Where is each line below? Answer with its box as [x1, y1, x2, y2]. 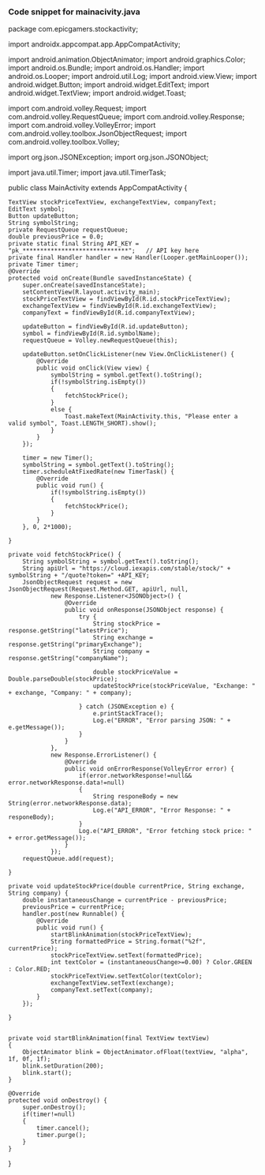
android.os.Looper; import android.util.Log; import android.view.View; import [8, 72, 257, 81]
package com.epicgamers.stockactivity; [8, 24, 139, 34]
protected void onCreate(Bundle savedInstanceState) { [8, 275, 192, 283]
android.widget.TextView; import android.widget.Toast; [8, 88, 187, 98]
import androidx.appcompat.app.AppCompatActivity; [8, 39, 181, 49]
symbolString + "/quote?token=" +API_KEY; [8, 572, 150, 580]
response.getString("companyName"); [8, 655, 129, 663]
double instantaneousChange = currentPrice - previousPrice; [22, 896, 227, 904]
